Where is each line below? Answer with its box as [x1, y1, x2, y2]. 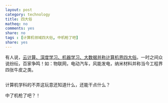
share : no [5, 30, 26, 35]
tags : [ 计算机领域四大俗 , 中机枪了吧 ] [5, 35, 78, 40]
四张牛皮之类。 [5, 66, 36, 72]
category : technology [5, 12, 50, 17]
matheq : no [5, 21, 28, 26]
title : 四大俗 [5, 16, 32, 21]
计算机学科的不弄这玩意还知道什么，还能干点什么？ [5, 81, 110, 87]
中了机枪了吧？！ [5, 92, 40, 98]
